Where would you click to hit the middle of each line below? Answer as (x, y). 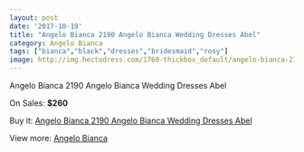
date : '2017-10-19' (46, 26)
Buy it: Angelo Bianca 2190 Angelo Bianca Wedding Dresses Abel (131, 120)
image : (22, 60)
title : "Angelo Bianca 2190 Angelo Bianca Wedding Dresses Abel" (135, 34)
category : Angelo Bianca (56, 43)
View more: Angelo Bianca (59, 138)
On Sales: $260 (39, 103)
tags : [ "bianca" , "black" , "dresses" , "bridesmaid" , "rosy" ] (119, 52)
